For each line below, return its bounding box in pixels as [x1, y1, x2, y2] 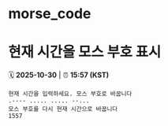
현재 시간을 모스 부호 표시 [8, 43, 162, 61]
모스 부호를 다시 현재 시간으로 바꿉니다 [8, 106, 118, 113]
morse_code [8, 5, 91, 23]
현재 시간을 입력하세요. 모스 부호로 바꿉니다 [8, 90, 133, 98]
